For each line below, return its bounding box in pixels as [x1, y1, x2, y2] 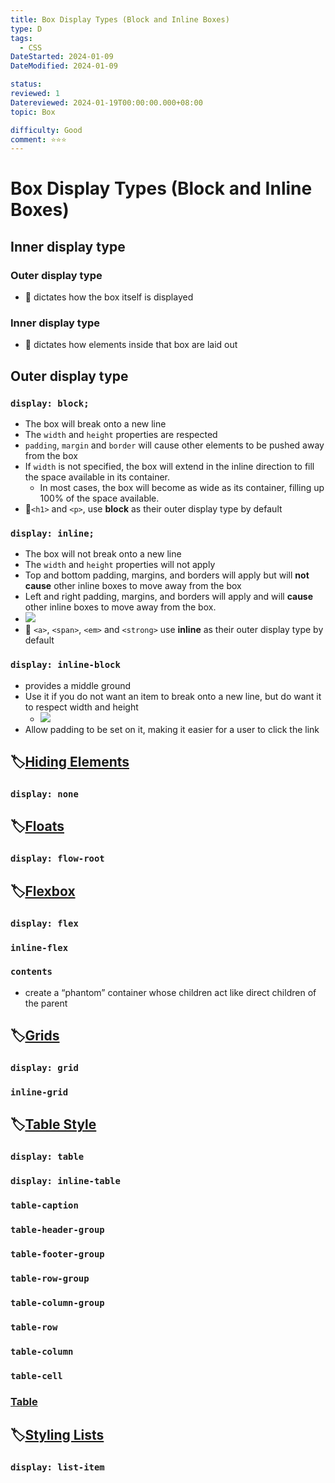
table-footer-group [10, 1249, 105, 1260]
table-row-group [10, 1273, 90, 1285]
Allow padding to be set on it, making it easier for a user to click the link [24, 723, 320, 735]
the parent [24, 997, 68, 1009]
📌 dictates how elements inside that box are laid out [24, 339, 238, 351]
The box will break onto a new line [24, 418, 167, 430]
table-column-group [10, 1297, 105, 1308]
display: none [10, 789, 79, 800]
